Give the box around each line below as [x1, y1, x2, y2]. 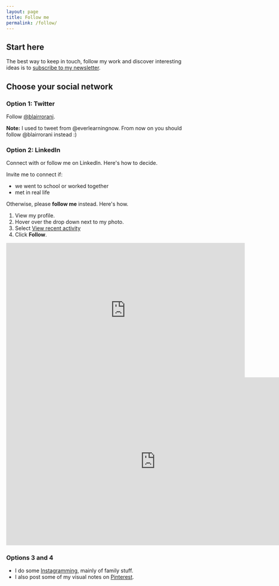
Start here [6, 42, 45, 52]
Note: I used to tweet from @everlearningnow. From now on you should [6, 124, 182, 131]
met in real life [14, 189, 50, 196]
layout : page [6, 8, 39, 15]
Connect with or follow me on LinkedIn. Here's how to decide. [6, 159, 158, 167]
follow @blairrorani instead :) [6, 131, 77, 138]
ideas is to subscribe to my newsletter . [6, 64, 101, 72]
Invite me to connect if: [6, 171, 63, 178]
